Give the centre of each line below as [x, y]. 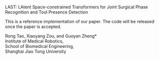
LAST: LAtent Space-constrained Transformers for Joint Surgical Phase [77, 7]
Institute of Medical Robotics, [34, 41]
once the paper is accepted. [33, 27]
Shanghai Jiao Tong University [36, 51]
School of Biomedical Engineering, [40, 46]
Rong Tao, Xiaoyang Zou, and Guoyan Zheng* [51, 36]
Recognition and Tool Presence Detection [47, 12]
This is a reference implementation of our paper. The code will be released [80, 22]
